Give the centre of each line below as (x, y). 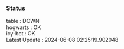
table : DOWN (23, 21)
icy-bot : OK (21, 34)
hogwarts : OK (24, 27)
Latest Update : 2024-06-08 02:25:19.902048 (62, 40)
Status (16, 8)
